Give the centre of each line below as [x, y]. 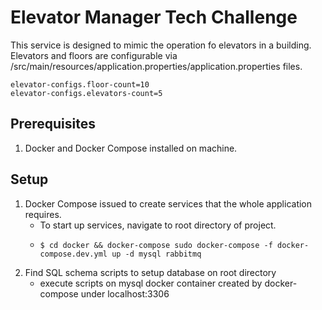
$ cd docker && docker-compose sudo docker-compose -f [156, 245]
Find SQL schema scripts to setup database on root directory [150, 272]
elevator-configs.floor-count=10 [80, 84]
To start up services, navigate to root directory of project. [158, 225]
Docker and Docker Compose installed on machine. [131, 148]
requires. [43, 214]
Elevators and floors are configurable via [94, 55]
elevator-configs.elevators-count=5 [86, 93]
